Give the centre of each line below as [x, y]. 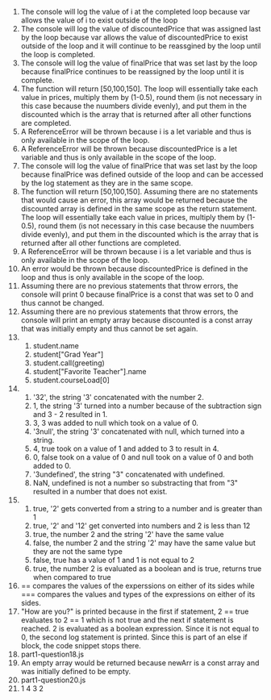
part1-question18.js [52, 654]
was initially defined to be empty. [76, 671]
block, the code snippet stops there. [81, 646]
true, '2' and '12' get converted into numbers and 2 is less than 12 [142, 526]
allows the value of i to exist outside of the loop [99, 20]
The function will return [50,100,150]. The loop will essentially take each [140, 89]
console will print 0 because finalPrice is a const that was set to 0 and [137, 294]
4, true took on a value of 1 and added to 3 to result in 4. [126, 448]
